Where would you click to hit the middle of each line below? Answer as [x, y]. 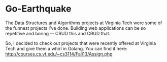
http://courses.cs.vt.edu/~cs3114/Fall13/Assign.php [59, 54]
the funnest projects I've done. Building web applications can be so [76, 28]
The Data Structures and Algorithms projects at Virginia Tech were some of [84, 23]
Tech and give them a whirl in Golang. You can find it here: [66, 48]
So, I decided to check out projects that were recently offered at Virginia [81, 43]
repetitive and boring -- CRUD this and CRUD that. [58, 33]
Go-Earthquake [38, 9]
